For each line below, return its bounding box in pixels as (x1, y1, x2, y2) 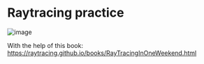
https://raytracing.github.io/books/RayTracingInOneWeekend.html (7, 49, 197, 57)
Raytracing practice (7, 5, 124, 21)
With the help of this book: (7, 41, 84, 49)
